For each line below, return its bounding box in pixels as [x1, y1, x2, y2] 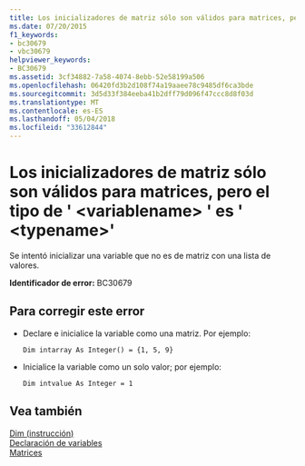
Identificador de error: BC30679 [9, 277, 133, 288]
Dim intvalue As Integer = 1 [22, 379, 133, 388]
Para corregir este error [9, 303, 145, 319]
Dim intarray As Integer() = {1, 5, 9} [22, 345, 174, 354]
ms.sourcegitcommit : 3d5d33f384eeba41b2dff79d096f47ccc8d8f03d [9, 89, 254, 98]
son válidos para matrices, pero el [9, 182, 271, 203]
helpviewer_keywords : [9, 55, 92, 64]
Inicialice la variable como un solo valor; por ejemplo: [22, 361, 222, 372]
